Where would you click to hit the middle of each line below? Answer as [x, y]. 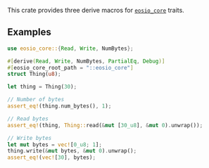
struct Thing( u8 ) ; [34, 74]
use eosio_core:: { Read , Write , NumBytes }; [70, 49]
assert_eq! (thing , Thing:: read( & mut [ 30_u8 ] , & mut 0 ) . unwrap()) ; [105, 125]
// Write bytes [30, 138]
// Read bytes [28, 119]
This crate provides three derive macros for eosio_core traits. [96, 10]
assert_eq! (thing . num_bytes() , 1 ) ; [59, 106]
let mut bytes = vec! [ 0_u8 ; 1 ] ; [55, 144]
